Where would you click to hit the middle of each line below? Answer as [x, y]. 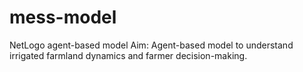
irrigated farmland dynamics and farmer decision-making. [128, 55]
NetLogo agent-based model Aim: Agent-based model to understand [151, 45]
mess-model [63, 17]
